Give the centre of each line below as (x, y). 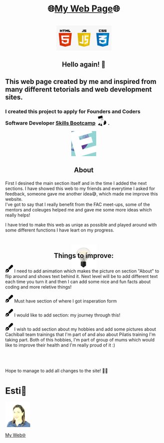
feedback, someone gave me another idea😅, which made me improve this (82, 194)
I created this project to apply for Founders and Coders (73, 111)
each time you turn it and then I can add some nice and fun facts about (78, 282)
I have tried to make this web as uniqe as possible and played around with (81, 225)
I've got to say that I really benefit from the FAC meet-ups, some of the (78, 204)
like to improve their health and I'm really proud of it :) (60, 345)
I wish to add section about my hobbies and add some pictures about (85, 329)
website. (14, 199)
